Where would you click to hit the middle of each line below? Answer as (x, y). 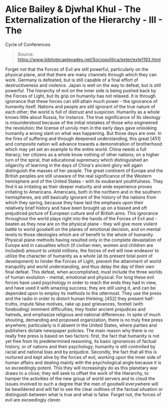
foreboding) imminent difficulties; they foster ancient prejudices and (75, 309)
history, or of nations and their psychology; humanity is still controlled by (80, 346)
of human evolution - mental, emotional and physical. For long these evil (80, 277)
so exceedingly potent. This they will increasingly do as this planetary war (81, 368)
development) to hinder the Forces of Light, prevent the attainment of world (83, 261)
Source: (26, 54)
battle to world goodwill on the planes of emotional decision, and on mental (83, 229)
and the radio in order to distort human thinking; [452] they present (74, 298)
